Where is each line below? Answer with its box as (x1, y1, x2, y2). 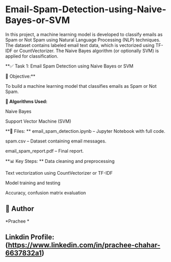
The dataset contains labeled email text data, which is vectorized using (5, 42, 155, 48)
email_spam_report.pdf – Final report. (5, 148, 84, 154)
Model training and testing (5, 180, 61, 186)
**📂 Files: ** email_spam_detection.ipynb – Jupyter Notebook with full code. (5, 128, 165, 134)
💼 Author (5, 204, 34, 213)
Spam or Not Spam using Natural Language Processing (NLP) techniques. (5, 37, 161, 43)
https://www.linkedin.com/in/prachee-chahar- (8, 241, 161, 250)
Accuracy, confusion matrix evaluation (5, 189, 86, 196)
